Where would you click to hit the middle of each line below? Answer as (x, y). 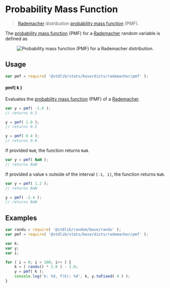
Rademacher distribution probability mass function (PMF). (78, 23)
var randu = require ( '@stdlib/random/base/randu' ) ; (63, 230)
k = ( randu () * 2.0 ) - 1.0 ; (46, 267)
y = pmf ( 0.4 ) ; (22, 136)
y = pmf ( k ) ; (29, 272)
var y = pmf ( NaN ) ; (27, 160)
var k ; (12, 243)
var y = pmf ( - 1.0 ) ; (28, 108)
